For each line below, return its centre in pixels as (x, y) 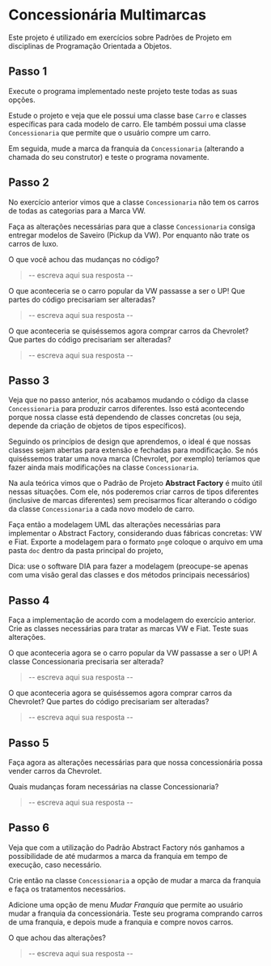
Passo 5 (29, 743)
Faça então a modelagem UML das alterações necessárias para (114, 525)
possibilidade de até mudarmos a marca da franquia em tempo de (118, 856)
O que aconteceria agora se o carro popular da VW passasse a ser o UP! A (133, 653)
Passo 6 (29, 828)
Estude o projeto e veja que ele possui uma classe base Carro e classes (127, 115)
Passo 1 (28, 72)
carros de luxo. (34, 243)
